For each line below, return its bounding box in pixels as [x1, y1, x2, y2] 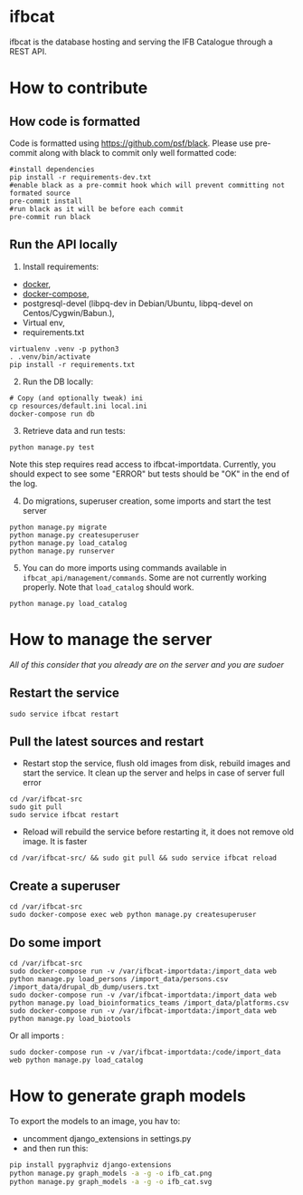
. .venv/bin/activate [9, 352, 91, 361]
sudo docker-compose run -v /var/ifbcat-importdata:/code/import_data [9, 1047, 281, 1056]
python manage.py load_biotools [9, 1014, 131, 1023]
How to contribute [9, 78, 148, 99]
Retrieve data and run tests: [22, 425, 126, 436]
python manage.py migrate [9, 523, 107, 532]
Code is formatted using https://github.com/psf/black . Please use [9, 138, 253, 149]
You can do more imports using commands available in [22, 562, 228, 573]
